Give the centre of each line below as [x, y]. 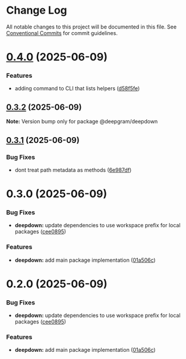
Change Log [37, 10]
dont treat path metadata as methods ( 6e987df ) [73, 170]
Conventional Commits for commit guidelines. [62, 33]
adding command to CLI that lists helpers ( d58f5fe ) [77, 88]
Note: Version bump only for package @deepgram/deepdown [82, 122]
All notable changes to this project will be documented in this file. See [92, 27]
